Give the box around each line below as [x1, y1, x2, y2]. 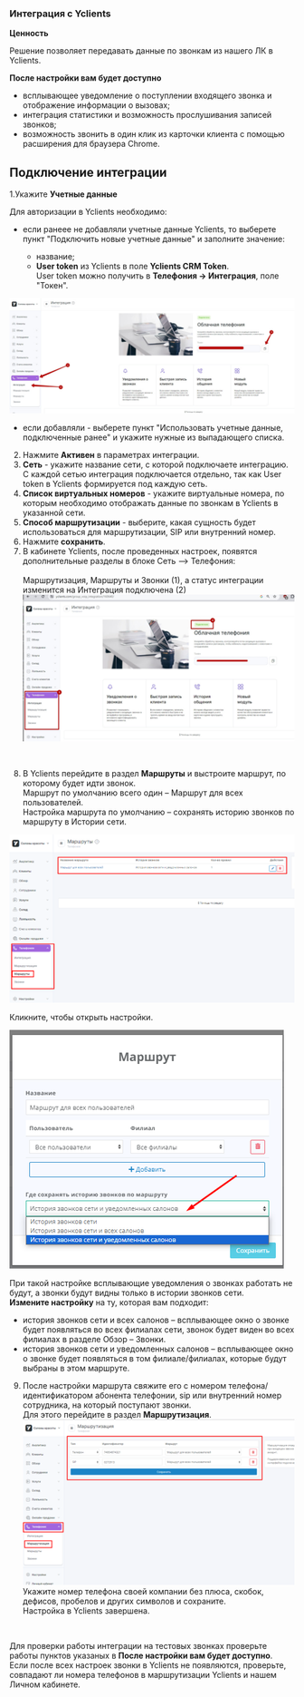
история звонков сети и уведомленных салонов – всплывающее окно [22, 1343, 294, 1354]
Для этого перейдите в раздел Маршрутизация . [22, 1409, 213, 1419]
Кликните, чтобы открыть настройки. [9, 1011, 154, 1022]
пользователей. [22, 796, 84, 807]
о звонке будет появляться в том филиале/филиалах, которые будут [22, 1352, 287, 1363]
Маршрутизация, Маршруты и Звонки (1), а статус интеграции [22, 574, 264, 585]
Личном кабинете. [9, 1679, 81, 1690]
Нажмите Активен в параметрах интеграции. [22, 449, 200, 460]
